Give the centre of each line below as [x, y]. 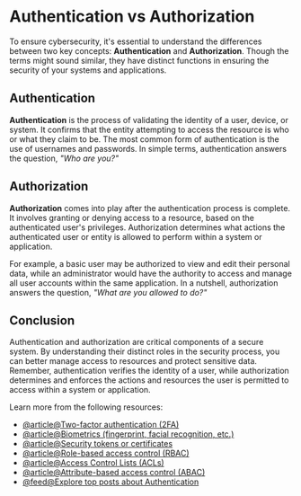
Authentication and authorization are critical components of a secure [137, 342]
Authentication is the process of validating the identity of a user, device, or [149, 120]
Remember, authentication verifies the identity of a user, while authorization [149, 371]
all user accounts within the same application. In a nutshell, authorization [144, 283]
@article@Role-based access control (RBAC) [106, 453]
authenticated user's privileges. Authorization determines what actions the [147, 227]
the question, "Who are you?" [64, 158]
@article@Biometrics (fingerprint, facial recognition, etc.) [128, 434]
